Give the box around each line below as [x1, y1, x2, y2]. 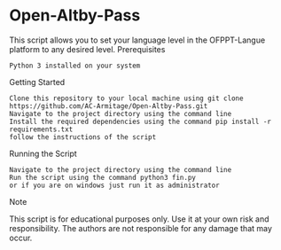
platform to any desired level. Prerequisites [9, 43, 166, 54]
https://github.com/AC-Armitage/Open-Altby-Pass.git [9, 101, 208, 111]
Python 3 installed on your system [9, 61, 141, 70]
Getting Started [9, 76, 66, 87]
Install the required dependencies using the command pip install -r [9, 117, 272, 126]
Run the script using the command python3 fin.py [9, 173, 197, 182]
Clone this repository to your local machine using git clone [9, 94, 244, 103]
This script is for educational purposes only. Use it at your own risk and [9, 214, 269, 224]
